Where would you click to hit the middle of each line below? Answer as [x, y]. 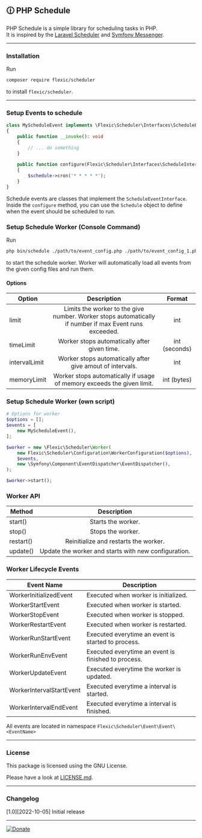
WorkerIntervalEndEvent [44, 707]
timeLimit [22, 345]
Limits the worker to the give [104, 309]
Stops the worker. [115, 532]
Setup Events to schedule [44, 113]
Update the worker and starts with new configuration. [115, 551]
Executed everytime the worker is [134, 669]
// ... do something [54, 148]
